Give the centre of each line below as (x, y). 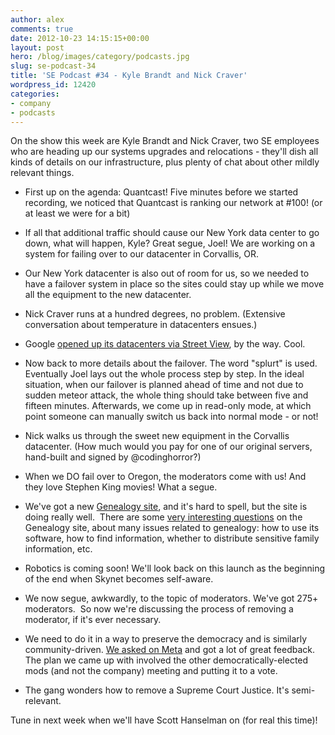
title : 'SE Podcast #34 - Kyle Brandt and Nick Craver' (129, 76)
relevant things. (42, 173)
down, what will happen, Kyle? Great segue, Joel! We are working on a (170, 243)
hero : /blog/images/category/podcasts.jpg (100, 57)
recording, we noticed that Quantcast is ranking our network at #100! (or (173, 203)
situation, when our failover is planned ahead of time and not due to (164, 385)
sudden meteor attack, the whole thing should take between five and (166, 395)
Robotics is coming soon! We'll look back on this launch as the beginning (175, 568)
